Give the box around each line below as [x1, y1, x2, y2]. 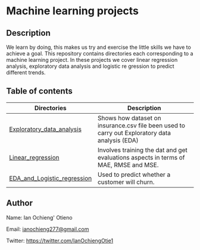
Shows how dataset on [97, 114, 162, 122]
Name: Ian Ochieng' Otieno [6, 214, 73, 221]
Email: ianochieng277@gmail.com [6, 225, 89, 233]
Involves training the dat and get [97, 146, 187, 154]
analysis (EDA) [97, 136, 139, 144]
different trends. [6, 69, 46, 76]
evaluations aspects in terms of [97, 153, 185, 161]
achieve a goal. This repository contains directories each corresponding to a [6, 50, 193, 57]
